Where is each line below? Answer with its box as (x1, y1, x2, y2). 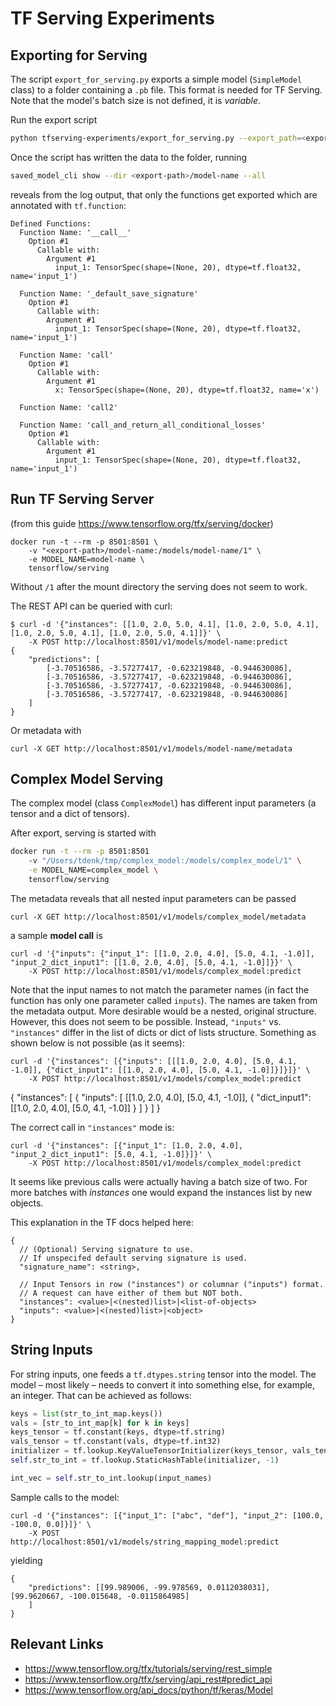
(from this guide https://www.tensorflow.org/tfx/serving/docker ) (10, 517, 274, 529)
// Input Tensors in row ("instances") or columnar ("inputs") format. (19, 1279, 325, 1289)
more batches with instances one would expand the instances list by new (10, 1186, 313, 1198)
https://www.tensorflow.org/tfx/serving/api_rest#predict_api (24, 1673, 273, 1685)
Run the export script (10, 114, 98, 126)
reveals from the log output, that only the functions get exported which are (10, 188, 318, 201)
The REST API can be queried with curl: (10, 600, 173, 612)
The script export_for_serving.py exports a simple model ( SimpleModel (10, 73, 303, 85)
